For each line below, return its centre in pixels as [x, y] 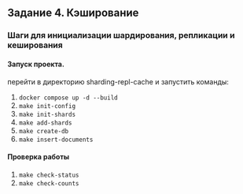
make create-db [44, 131]
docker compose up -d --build [68, 98]
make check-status [49, 175]
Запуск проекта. [36, 64]
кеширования [35, 45]
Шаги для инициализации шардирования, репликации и [121, 35]
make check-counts [49, 183]
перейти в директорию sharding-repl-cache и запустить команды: [118, 81]
